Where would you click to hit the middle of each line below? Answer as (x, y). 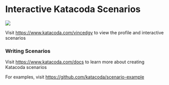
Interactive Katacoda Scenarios (73, 9)
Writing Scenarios (28, 51)
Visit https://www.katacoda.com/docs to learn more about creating (75, 62)
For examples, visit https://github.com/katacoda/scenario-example (75, 77)
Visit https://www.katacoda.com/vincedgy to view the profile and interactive (85, 32)
